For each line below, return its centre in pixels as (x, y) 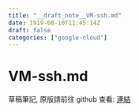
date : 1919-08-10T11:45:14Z (54, 23)
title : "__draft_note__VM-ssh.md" (65, 15)
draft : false (30, 30)
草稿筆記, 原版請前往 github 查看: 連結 (69, 99)
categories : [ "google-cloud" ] (58, 37)
